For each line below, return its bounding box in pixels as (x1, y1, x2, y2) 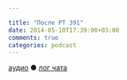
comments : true (8, 34, 59, 42)
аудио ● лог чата (8, 63, 68, 73)
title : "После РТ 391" (8, 18, 84, 26)
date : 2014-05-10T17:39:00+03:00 (8, 26, 120, 34)
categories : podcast (8, 41, 77, 49)
